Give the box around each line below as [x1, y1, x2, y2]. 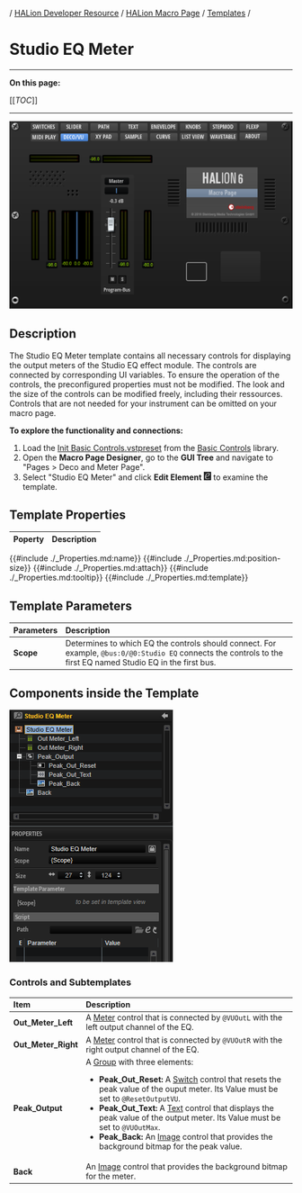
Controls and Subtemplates [9, 976, 132, 989]
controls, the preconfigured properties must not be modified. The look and [9, 378, 285, 390]
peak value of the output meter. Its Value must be [98, 1112, 281, 1123]
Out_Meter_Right [13, 1039, 78, 1050]
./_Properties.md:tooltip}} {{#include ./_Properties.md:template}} [9, 572, 249, 583]
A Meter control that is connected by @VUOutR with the [85, 1035, 283, 1045]
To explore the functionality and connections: [9, 425, 183, 436]
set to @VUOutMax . [98, 1121, 161, 1133]
